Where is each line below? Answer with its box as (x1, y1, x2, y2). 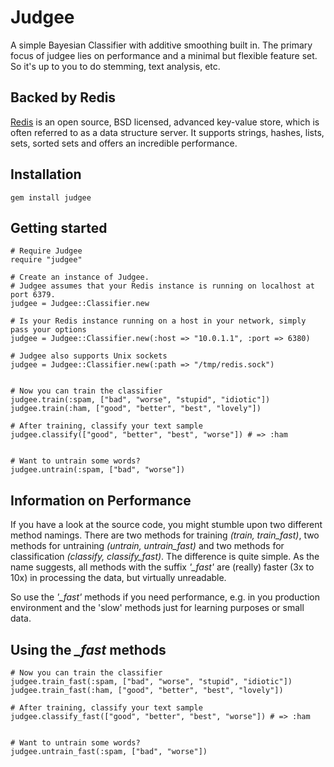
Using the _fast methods (10, 641, 167, 658)
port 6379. (10, 290, 56, 300)
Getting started (10, 219, 108, 236)
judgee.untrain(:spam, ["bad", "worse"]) (10, 465, 186, 475)
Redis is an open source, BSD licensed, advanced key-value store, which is (10, 116, 320, 128)
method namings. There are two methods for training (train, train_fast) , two (10, 529, 320, 541)
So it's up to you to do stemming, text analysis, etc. (10, 60, 221, 72)
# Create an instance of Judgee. (10, 272, 150, 283)
